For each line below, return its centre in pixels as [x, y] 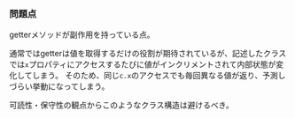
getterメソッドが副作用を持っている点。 [82, 35]
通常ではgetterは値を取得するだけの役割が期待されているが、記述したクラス [148, 54]
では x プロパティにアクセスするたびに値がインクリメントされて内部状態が [143, 64]
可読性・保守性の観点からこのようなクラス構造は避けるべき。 [122, 105]
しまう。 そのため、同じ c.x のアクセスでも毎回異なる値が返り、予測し [159, 76]
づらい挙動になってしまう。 [59, 86]
